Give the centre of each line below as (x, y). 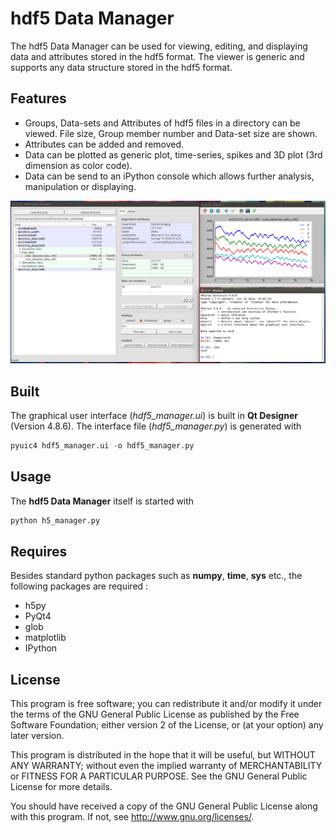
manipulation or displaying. (80, 186)
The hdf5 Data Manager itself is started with (102, 501)
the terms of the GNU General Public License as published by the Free (155, 714)
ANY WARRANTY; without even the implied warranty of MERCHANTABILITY (166, 766)
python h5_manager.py (55, 520)
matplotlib (45, 638)
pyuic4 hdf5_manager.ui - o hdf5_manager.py (102, 445)
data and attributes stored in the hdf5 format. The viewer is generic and (157, 56)
